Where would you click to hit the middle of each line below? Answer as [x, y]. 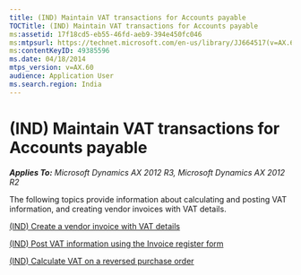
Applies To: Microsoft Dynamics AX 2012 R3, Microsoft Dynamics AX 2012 [147, 172]
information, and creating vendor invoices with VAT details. [118, 209]
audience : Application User [62, 76]
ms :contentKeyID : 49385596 [60, 51]
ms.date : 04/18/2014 [48, 59]
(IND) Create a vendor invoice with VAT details [95, 226]
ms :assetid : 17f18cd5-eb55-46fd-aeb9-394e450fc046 [106, 34]
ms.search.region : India [56, 84]
